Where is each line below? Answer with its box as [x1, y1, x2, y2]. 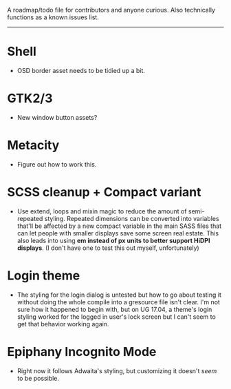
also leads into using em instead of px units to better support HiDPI [16, 236, 210, 244]
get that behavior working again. [16, 319, 109, 328]
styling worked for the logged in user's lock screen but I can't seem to [16, 313, 217, 321]
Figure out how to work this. [16, 160, 97, 168]
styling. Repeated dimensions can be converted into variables [44, 214, 219, 222]
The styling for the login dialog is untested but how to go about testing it [16, 291, 222, 299]
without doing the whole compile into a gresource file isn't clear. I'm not [16, 297, 220, 306]
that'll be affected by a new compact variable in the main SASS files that [16, 222, 222, 230]
